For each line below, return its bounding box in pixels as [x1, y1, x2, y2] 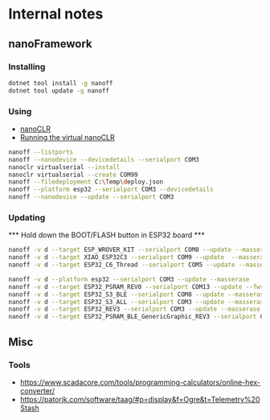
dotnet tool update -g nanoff [8, 86, 110, 95]
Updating [8, 212, 46, 223]
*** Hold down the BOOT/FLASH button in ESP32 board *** [8, 230, 205, 240]
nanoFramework [8, 37, 92, 51]
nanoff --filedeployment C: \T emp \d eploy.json [8, 178, 163, 186]
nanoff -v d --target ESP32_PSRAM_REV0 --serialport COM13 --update [8, 282, 243, 290]
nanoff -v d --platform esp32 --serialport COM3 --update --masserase [8, 275, 250, 283]
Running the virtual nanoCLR [19, 132, 115, 142]
